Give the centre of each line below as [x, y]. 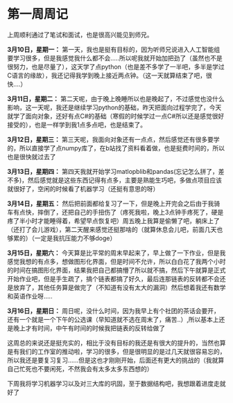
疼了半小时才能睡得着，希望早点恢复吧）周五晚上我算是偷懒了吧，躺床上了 [113, 221]
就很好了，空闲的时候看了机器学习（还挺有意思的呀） [83, 188]
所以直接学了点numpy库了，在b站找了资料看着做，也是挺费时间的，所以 [122, 148]
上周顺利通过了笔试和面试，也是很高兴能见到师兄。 [80, 35]
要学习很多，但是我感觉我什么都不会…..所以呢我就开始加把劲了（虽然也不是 [115, 58]
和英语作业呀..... [30, 296]
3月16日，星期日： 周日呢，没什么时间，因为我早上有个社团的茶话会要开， [114, 311]
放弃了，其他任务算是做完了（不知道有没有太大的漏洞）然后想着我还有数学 [119, 287]
